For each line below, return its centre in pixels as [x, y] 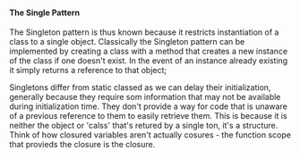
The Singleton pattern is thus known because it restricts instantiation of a [144, 32]
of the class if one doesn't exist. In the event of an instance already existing [149, 61]
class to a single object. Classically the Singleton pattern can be [127, 42]
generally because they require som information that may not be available [145, 97]
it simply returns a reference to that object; [88, 71]
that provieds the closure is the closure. [82, 145]
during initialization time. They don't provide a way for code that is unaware [149, 106]
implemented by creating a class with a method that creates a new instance [149, 51]
